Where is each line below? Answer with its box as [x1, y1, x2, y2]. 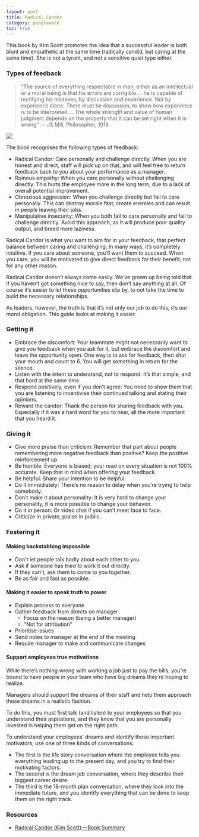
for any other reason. [6, 262, 58, 269]
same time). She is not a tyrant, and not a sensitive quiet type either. [6, 54, 173, 61]
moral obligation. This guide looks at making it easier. [6, 310, 137, 317]
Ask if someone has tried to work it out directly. [14, 562, 131, 570]
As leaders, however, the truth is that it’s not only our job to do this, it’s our [6, 304, 188, 311]
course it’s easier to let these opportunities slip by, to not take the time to [6, 286, 184, 293]
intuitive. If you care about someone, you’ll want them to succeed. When [6, 249, 184, 257]
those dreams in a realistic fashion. [6, 697, 92, 705]
